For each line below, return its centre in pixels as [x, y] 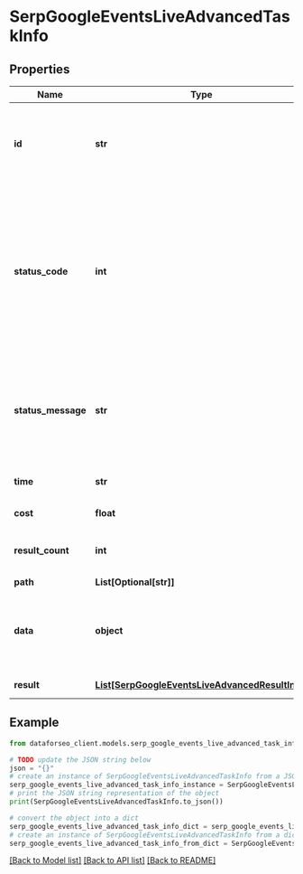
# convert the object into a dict [74, 818]
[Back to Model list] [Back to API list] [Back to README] [113, 860]
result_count [41, 550]
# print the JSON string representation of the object [115, 794]
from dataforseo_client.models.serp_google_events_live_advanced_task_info [155, 743]
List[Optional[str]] [135, 582]
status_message [50, 410]
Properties [40, 69]
